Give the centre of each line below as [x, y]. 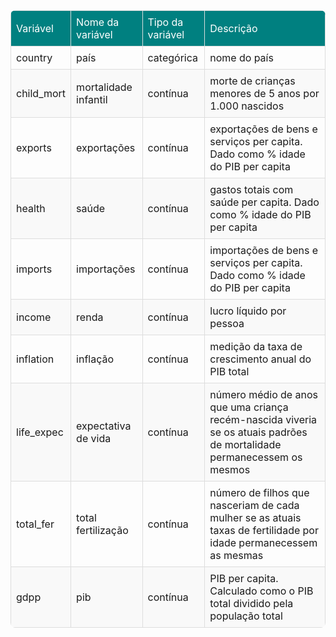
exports [34, 147]
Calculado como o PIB [261, 591]
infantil [92, 99]
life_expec [40, 432]
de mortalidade [245, 444]
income [34, 317]
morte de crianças [252, 81]
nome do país [241, 57]
